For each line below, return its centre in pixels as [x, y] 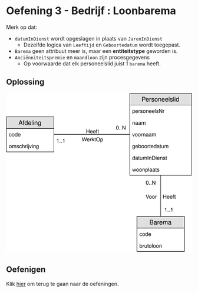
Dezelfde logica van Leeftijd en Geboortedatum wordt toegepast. [102, 45]
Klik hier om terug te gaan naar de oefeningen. [62, 284]
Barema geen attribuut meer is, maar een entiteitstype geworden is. [96, 51]
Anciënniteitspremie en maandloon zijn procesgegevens [82, 57]
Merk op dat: [22, 27]
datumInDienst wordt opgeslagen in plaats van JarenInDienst [89, 38]
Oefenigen [26, 270]
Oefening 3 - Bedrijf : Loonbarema [91, 11]
